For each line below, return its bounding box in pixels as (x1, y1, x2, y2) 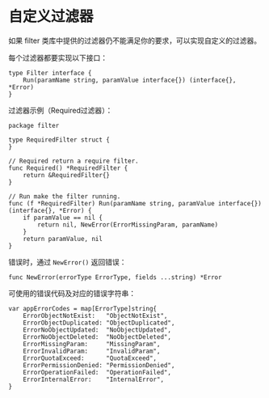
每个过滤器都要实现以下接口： (8, 53, 107, 62)
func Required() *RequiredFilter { (8, 163, 128, 172)
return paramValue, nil (23, 235, 103, 243)
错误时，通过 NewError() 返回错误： (8, 256, 127, 267)
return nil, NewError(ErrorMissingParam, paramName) (37, 220, 219, 229)
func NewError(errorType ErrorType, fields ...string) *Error (8, 273, 222, 282)
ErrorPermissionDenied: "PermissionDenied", (23, 361, 175, 369)
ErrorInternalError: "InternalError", (23, 375, 164, 383)
